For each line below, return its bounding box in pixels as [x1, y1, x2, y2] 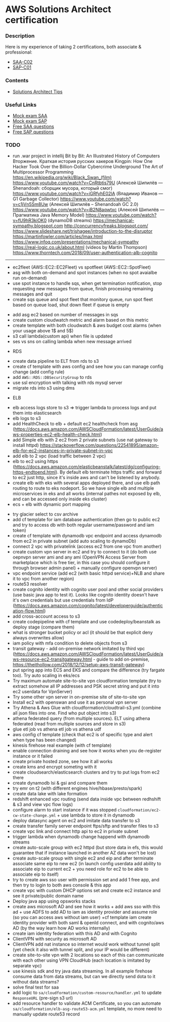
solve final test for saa [12, 984, 59, 990]
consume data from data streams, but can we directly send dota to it [12, 973, 156, 980]
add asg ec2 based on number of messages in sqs [12, 312, 118, 318]
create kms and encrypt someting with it [12, 764, 97, 770]
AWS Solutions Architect [5, 4, 111, 15]
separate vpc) [12, 963, 42, 969]
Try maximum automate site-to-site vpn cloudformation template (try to [12, 678, 162, 684]
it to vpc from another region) [12, 576, 74, 582]
